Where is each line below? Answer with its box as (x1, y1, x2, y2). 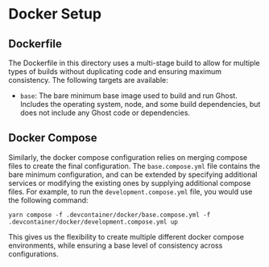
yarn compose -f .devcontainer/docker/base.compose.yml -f (8, 211, 211, 219)
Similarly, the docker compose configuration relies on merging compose (8, 152, 248, 162)
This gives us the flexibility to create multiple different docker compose (8, 232, 244, 241)
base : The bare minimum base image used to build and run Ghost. (19, 91, 238, 101)
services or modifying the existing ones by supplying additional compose (8, 178, 251, 187)
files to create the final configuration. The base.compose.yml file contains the (8, 161, 260, 170)
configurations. (8, 249, 59, 258)
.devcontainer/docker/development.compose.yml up (8, 218, 179, 226)
